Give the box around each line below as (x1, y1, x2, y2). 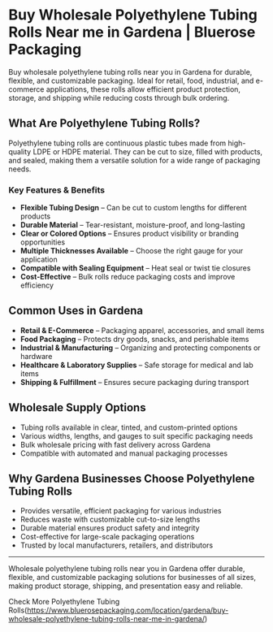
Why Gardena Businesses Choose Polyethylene (8, 472, 255, 486)
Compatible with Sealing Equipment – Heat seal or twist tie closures (19, 263, 251, 273)
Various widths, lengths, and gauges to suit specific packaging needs (19, 431, 253, 440)
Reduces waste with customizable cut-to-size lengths (19, 514, 201, 525)
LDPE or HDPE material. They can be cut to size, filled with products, (32, 146, 262, 156)
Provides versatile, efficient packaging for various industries (19, 506, 222, 516)
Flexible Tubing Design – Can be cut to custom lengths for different (19, 203, 247, 213)
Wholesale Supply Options (8, 400, 146, 415)
